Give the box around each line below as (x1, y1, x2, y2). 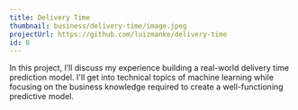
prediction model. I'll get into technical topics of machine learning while (9, 72, 275, 83)
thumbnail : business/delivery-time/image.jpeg (9, 21, 187, 30)
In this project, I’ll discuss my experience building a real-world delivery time (9, 63, 290, 73)
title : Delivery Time (9, 13, 91, 22)
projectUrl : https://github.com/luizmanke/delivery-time (9, 30, 228, 38)
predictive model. (9, 91, 75, 102)
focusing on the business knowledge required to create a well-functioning (9, 81, 284, 92)
